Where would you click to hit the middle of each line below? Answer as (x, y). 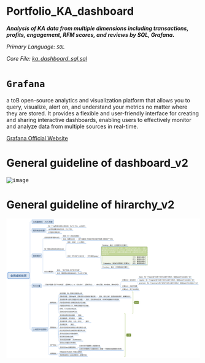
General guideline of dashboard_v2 (97, 163)
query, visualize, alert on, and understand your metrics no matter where (97, 107)
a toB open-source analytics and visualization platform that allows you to (98, 100)
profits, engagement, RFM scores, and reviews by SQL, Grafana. (91, 34)
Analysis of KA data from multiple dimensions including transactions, (98, 28)
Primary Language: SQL (36, 47)
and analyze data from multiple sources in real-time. (72, 126)
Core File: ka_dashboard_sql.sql (47, 58)
